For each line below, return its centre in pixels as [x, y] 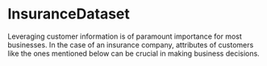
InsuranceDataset [69, 14]
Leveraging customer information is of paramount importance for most [125, 36]
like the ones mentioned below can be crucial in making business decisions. [133, 53]
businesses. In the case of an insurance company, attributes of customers [131, 44]
